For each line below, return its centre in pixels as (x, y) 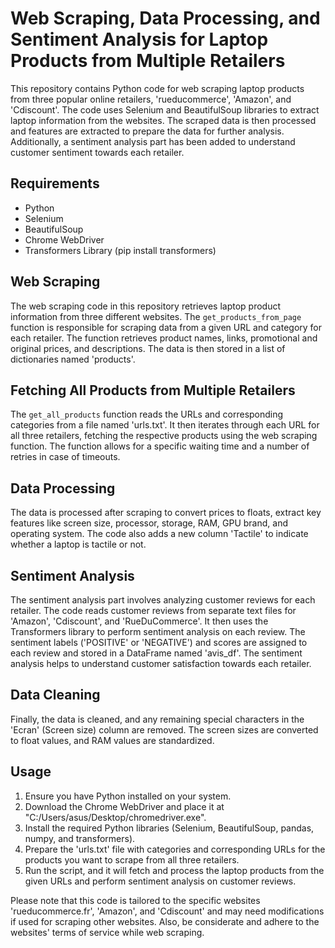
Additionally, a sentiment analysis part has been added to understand (153, 141)
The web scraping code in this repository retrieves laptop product (146, 306)
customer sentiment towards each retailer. (97, 152)
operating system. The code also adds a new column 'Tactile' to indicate (159, 534)
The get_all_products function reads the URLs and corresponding (147, 414)
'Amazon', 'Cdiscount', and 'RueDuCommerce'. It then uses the (139, 621)
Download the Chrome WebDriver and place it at (124, 806)
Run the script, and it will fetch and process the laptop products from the (174, 870)
